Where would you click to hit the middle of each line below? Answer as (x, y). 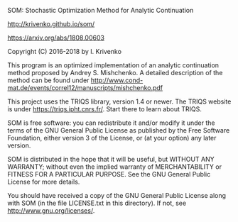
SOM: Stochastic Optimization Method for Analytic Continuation (101, 10)
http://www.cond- (117, 80)
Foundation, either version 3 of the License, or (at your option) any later (112, 138)
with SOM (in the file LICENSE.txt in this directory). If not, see (97, 203)
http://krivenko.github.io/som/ (51, 24)
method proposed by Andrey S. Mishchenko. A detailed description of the (115, 73)
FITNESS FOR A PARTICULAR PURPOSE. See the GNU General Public (109, 174)
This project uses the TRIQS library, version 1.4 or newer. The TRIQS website (119, 101)
